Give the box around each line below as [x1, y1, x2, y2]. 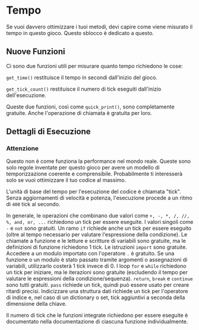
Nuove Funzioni [6, 47, 65, 57]
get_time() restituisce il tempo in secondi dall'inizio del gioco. [6, 73, 157, 81]
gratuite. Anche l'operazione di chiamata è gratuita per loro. [6, 109, 153, 116]
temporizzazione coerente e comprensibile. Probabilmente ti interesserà [6, 170, 183, 178]
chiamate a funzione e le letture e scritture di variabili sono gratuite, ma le [6, 238, 186, 245]
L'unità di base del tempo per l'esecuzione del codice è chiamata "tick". [6, 188, 181, 196]
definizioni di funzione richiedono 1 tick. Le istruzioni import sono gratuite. [6, 244, 187, 251]
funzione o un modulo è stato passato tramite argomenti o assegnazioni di [6, 256, 188, 264]
